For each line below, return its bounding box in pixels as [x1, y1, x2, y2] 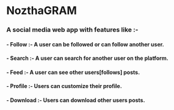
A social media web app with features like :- [6, 26, 139, 34]
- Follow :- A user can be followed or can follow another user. [6, 40, 164, 48]
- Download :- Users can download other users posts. [6, 97, 145, 104]
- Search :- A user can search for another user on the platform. [6, 54, 169, 62]
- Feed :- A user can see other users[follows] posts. [6, 68, 140, 76]
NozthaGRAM [6, 4, 78, 18]
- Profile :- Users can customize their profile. [6, 82, 122, 90]
